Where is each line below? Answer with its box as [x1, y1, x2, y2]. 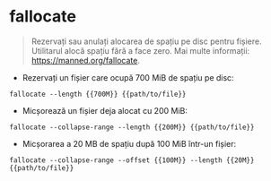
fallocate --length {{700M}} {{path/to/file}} [9, 90, 187, 99]
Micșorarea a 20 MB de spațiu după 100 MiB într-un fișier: [22, 138, 237, 149]
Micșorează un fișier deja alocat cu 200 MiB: [22, 105, 188, 116]
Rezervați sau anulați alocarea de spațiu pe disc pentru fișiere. [31, 36, 262, 47]
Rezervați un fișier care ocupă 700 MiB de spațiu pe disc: [22, 72, 235, 82]
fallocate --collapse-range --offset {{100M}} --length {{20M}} [9, 155, 255, 165]
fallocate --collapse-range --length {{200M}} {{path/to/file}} [9, 123, 255, 132]
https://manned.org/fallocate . [31, 55, 141, 65]
